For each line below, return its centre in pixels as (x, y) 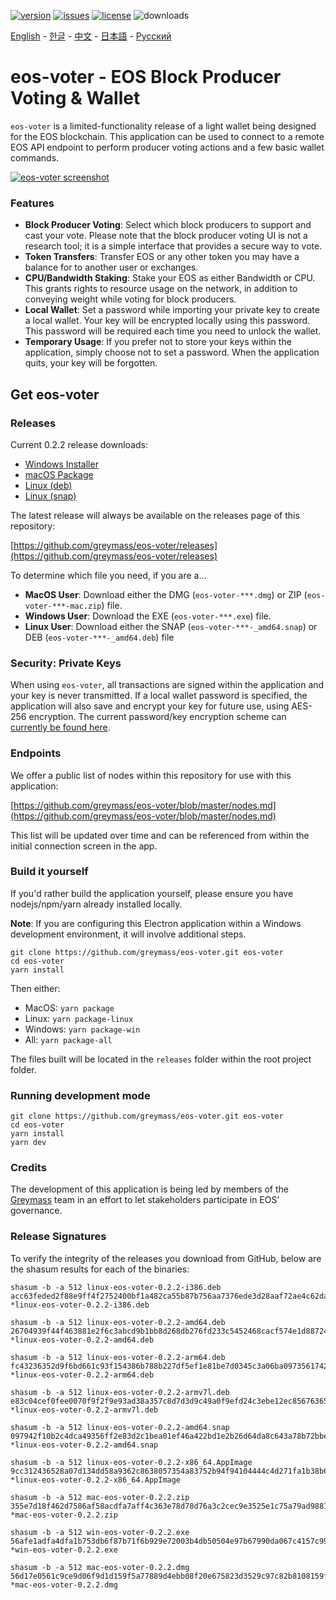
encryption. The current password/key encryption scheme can (157, 717)
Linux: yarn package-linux (79, 1018)
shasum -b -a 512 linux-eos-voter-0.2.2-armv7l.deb (120, 1392)
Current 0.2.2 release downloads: (79, 444)
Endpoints (36, 753)
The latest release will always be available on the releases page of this (155, 515)
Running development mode (80, 1095)
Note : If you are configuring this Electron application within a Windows (156, 923)
